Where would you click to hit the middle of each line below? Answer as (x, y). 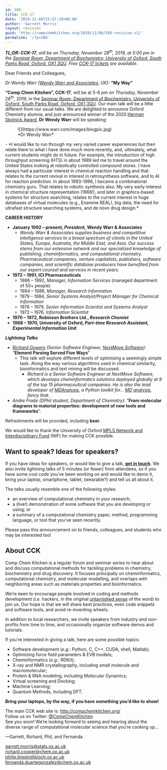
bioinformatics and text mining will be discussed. (70, 369)
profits (12, 624)
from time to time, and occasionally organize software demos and (87, 624)
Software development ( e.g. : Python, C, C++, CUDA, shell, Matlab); (81, 649)
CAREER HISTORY (24, 218)
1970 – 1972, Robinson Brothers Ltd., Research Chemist (71, 318)
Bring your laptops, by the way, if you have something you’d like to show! (82, 701)
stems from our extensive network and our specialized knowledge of (90, 249)
